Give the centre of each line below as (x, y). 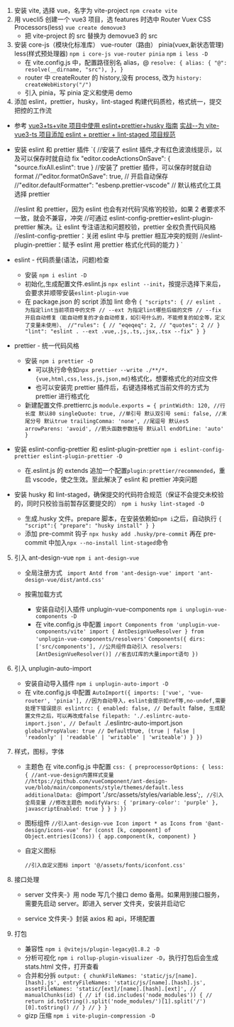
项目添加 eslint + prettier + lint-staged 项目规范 (107, 134)
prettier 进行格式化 (62, 396)
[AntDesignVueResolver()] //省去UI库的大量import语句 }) (117, 654)
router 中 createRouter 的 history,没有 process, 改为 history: (113, 78)
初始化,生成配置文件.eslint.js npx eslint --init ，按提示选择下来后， (124, 284)
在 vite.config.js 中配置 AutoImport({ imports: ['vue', (105, 692)
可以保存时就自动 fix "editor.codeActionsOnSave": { (95, 158)
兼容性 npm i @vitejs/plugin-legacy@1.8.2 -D (92, 949)
